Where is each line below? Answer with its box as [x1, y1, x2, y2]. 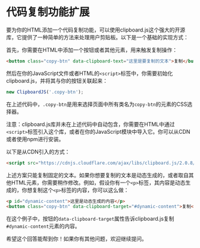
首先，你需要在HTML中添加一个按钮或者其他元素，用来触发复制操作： [6, 46, 178, 54]
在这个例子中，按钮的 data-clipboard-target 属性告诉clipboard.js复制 [6, 215, 174, 222]
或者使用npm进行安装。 [6, 135, 64, 143]
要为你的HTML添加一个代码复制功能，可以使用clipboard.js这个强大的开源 [6, 26, 186, 33]
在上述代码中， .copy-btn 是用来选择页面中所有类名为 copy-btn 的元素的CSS [6, 101, 187, 108]
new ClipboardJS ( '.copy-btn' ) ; [6, 89, 84, 95]
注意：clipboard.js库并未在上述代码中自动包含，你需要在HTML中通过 [6, 120, 175, 128]
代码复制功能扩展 [6, 5, 90, 19]
